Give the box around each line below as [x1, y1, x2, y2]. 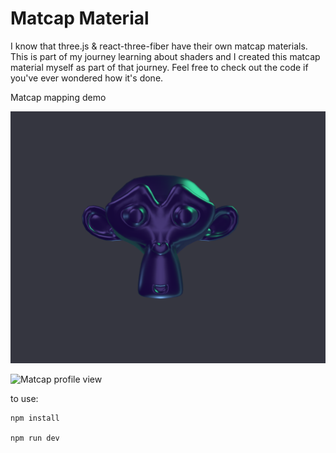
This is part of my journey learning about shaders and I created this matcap [10, 50, 321, 62]
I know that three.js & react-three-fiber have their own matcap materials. [10, 40, 308, 52]
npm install [10, 413, 60, 423]
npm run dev [10, 433, 60, 443]
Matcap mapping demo [10, 91, 107, 103]
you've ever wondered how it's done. [10, 72, 164, 84]
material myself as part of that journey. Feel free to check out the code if [10, 61, 309, 73]
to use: [10, 392, 39, 404]
